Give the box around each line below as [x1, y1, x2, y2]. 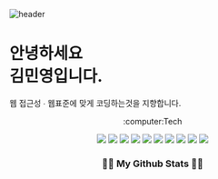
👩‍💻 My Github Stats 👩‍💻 [101, 157, 204, 170]
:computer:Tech [123, 115, 183, 126]
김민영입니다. [9, 66, 103, 86]
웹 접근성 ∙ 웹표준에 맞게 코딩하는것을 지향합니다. [9, 97, 182, 108]
